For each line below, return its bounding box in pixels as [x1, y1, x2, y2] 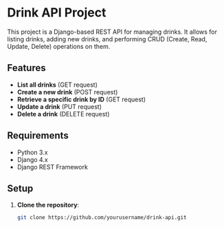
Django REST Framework [16, 163, 88, 171]
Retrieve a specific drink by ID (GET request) [16, 95, 146, 103]
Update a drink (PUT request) [16, 102, 102, 111]
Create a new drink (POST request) [16, 87, 118, 96]
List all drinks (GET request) [16, 81, 98, 89]
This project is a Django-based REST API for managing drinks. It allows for [7, 28, 218, 36]
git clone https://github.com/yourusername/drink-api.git [16, 214, 187, 221]
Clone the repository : [16, 201, 80, 209]
